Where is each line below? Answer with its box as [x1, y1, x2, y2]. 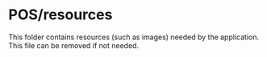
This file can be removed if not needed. [8, 40, 140, 50]
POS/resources [8, 6, 113, 24]
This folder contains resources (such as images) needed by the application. [8, 32, 260, 42]
